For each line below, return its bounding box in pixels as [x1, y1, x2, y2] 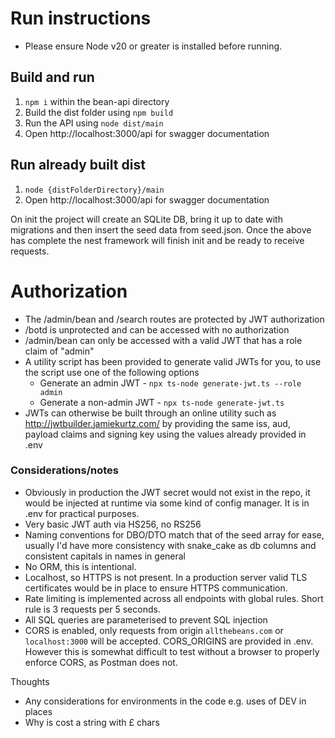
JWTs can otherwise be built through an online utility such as [24, 407, 277, 419]
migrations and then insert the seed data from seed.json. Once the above [10, 223, 312, 236]
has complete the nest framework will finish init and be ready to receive [10, 234, 305, 246]
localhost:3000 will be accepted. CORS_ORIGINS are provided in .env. [24, 635, 314, 647]
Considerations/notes [10, 463, 120, 477]
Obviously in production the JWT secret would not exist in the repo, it [24, 486, 311, 498]
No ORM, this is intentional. [24, 560, 137, 572]
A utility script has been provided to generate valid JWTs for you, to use [24, 355, 322, 367]
